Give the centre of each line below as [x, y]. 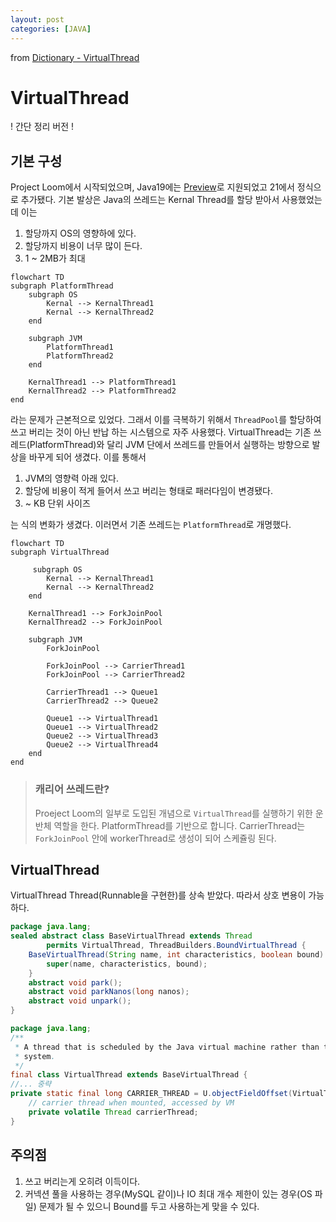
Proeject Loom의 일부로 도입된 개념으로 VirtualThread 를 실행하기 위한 [173, 813]
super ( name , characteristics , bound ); [127, 964]
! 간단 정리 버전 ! [42, 127]
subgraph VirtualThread [60, 552]
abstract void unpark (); [80, 1001]
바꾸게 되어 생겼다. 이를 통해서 [87, 457]
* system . [35, 1056]
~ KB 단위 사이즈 [57, 503]
